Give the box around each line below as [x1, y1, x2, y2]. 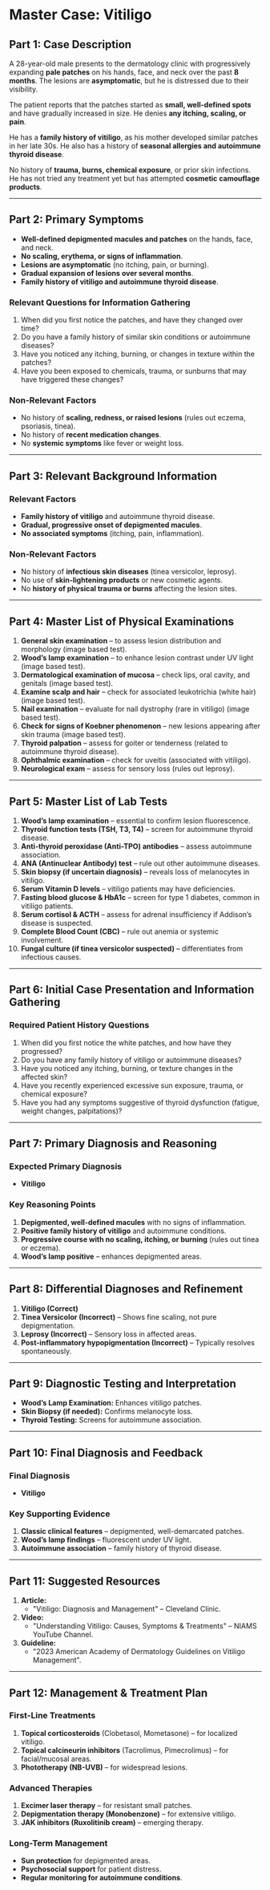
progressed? [20, 1046, 63, 1056]
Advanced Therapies [9, 1783, 93, 1794]
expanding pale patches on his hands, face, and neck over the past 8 [9, 67, 240, 77]
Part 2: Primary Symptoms [9, 213, 144, 226]
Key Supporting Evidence [9, 1508, 111, 1519]
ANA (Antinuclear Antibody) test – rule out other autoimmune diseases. [20, 858, 260, 868]
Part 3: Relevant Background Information [9, 469, 217, 483]
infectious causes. [20, 952, 82, 962]
